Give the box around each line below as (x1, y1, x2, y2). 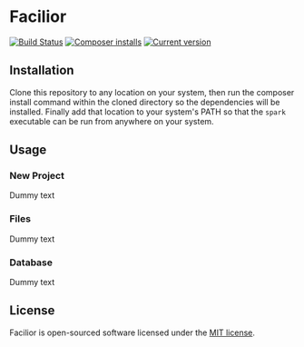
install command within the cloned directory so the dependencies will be (9, 96, 280, 107)
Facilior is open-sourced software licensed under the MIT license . (9, 327, 256, 338)
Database (9, 256, 53, 269)
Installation (9, 63, 74, 78)
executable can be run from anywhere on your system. (9, 115, 215, 126)
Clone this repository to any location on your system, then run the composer (9, 86, 295, 97)
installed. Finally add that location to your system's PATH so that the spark (9, 106, 286, 117)
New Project (9, 170, 65, 183)
